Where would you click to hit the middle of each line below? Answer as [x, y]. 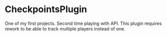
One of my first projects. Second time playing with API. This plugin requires [83, 23]
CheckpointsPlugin [46, 9]
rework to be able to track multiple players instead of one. [65, 28]
